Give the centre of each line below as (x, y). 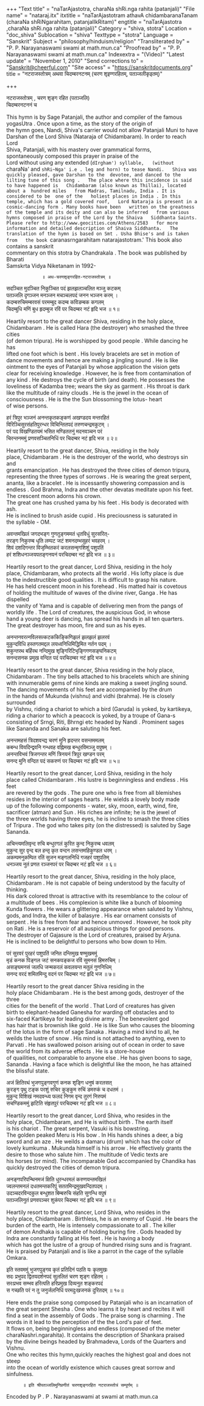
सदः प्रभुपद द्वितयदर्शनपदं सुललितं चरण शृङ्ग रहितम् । (57, 1276)
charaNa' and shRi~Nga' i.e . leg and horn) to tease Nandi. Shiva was (102, 169)
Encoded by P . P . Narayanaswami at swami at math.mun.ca (82, 1397)
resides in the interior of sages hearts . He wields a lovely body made (93, 799)
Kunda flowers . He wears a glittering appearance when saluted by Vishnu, (100, 909)
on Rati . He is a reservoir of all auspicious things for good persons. (91, 928)
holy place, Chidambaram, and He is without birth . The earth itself (90, 1122)
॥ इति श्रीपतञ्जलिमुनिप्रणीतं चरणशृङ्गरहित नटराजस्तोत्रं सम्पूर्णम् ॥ (80, 1385)
